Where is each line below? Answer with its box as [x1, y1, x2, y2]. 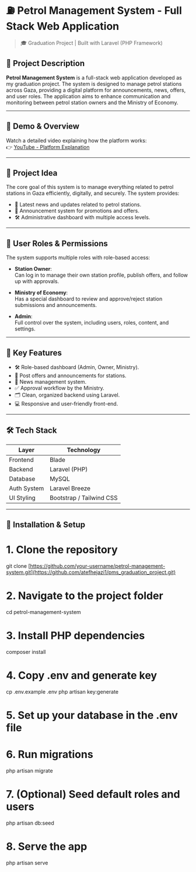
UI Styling [9, 494, 36, 502]
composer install [6, 649, 46, 656]
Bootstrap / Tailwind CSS [49, 494, 118, 502]
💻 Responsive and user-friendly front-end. [14, 400, 118, 407]
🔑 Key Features [6, 347, 62, 358]
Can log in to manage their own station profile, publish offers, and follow [14, 271, 188, 279]
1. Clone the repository [6, 543, 118, 557]
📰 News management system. [14, 378, 86, 385]
